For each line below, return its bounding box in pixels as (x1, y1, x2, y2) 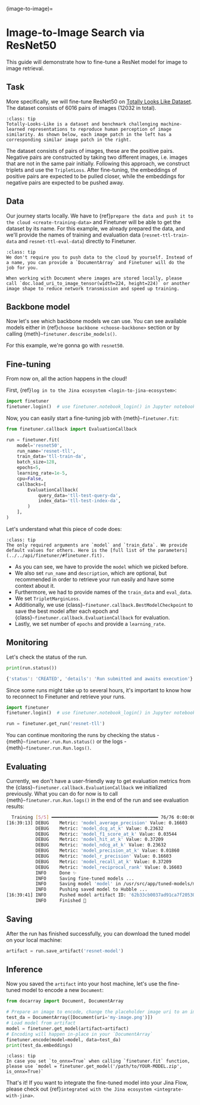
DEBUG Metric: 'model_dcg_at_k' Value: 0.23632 (35, 825, 164, 831)
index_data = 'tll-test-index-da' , (37, 498, 121, 504)
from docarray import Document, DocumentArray (6, 998, 124, 1004)
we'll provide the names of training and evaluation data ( (6, 231, 144, 238)
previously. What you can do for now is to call (6, 790, 118, 797)
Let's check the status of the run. (6, 653, 87, 661)
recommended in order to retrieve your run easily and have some (14, 576, 174, 583)
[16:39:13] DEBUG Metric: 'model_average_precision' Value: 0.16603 (6, 819, 187, 826)
